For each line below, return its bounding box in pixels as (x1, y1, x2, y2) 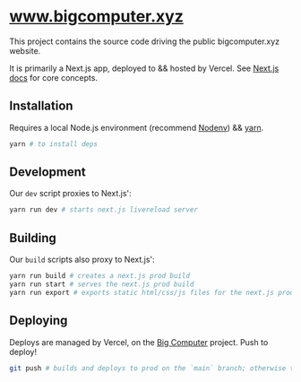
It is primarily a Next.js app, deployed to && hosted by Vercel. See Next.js (9, 63, 279, 74)
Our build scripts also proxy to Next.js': (9, 254, 155, 265)
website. (9, 45, 41, 56)
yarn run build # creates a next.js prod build (9, 272, 191, 281)
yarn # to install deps (9, 139, 99, 149)
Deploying (9, 313, 68, 328)
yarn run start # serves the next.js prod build (9, 280, 194, 289)
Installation (9, 99, 73, 114)
